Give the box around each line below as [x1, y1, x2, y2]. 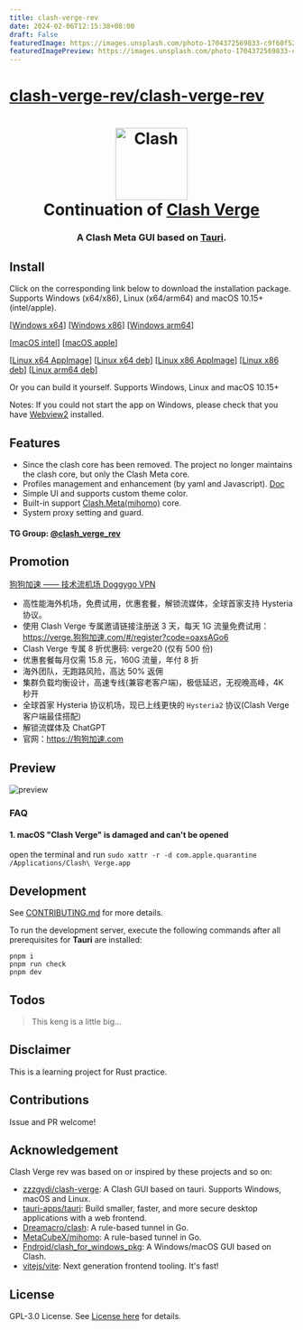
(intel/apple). [9, 302, 57, 313]
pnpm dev [9, 968, 42, 977]
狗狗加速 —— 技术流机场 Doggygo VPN [9, 579, 156, 590]
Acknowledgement [9, 1143, 119, 1158]
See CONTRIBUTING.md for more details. [9, 907, 164, 918]
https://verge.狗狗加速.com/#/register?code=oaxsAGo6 [22, 632, 229, 643]
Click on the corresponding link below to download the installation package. [9, 284, 291, 294]
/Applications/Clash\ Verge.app [9, 859, 131, 868]
